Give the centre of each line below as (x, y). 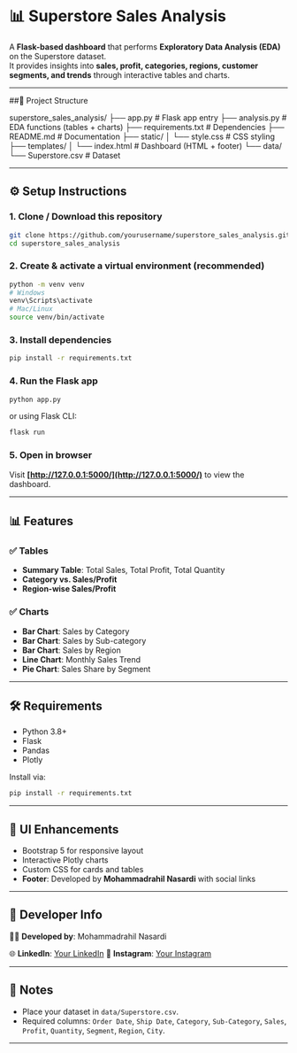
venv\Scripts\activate (51, 301)
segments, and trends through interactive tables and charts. (119, 74)
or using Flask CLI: (43, 416)
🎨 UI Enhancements (64, 829)
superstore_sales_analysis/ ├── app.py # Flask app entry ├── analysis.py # (148, 117)
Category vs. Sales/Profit (69, 579)
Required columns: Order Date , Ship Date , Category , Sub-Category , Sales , (154, 1021)
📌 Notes (31, 991)
